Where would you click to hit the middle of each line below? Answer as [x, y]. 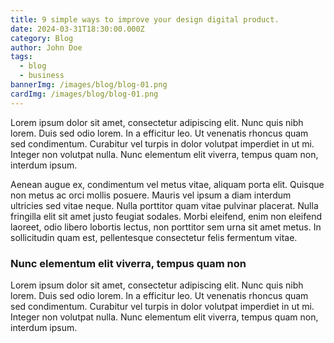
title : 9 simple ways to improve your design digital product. [145, 19]
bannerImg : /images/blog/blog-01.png [89, 85]
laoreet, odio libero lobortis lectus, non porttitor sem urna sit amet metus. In [166, 227]
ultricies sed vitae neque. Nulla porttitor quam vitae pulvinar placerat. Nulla [164, 205]
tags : [21, 57]
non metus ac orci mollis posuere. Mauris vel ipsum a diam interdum [151, 195]
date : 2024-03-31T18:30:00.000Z [77, 29]
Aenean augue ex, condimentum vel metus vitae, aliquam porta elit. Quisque [167, 184]
